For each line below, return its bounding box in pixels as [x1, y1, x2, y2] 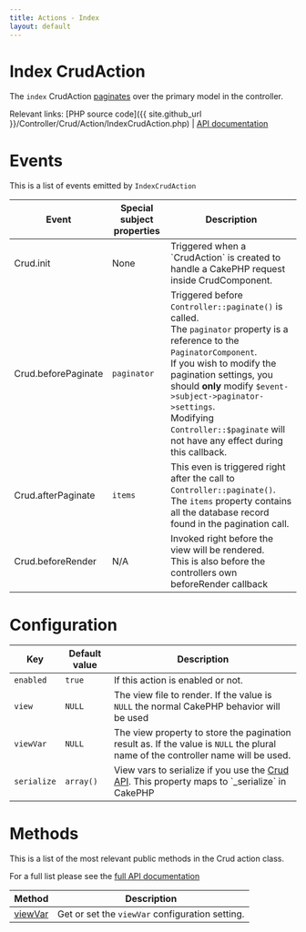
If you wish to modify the [170, 357, 277, 370]
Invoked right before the [170, 532, 274, 545]
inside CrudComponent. [170, 274, 273, 287]
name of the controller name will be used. [113, 749, 291, 762]
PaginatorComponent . [170, 346, 258, 359]
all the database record [170, 506, 270, 519]
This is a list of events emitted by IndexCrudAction [9, 180, 197, 191]
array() [65, 776, 98, 787]
